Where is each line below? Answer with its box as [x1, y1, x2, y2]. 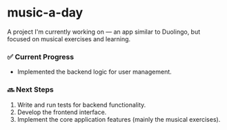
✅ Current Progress [7, 52, 75, 61]
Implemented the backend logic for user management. [17, 67, 172, 76]
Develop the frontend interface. [17, 108, 107, 116]
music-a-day [7, 5, 83, 21]
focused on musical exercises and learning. [7, 34, 131, 43]
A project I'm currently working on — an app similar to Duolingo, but [7, 28, 201, 36]
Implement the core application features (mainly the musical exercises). [17, 115, 221, 123]
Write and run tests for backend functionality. [17, 100, 146, 109]
